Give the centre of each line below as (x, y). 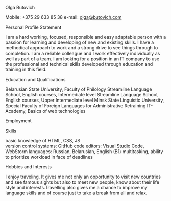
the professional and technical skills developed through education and (79, 64)
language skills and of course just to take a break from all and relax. (76, 193)
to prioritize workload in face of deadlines (49, 157)
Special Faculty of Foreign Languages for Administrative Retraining (76, 106)
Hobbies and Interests (29, 167)
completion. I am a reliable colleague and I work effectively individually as (83, 53)
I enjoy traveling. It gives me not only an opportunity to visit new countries (83, 177)
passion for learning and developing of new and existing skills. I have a (80, 42)
